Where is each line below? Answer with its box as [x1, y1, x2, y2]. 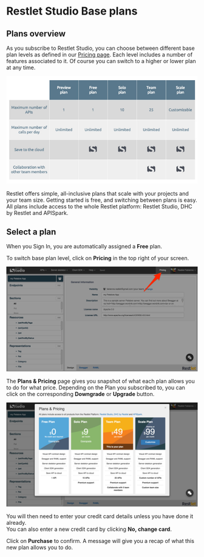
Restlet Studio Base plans [6, 4, 138, 18]
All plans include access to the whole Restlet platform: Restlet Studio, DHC [6, 202, 192, 210]
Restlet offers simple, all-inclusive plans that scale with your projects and [6, 190, 189, 197]
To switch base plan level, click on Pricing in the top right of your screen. [6, 255, 189, 262]
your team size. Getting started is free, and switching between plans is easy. [6, 196, 197, 203]
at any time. [6, 64, 36, 71]
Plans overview [6, 29, 66, 39]
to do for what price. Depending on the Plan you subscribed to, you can [6, 384, 185, 391]
